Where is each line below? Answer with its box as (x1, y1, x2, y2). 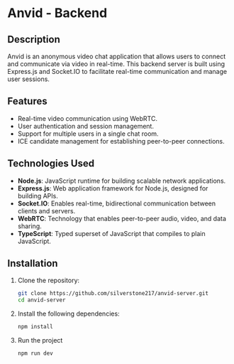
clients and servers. (17, 206, 76, 215)
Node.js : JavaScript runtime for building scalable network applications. (17, 176, 226, 185)
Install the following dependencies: (17, 309, 120, 318)
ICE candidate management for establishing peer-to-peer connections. (17, 136, 225, 145)
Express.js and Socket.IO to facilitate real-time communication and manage (7, 68, 228, 75)
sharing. (17, 222, 43, 230)
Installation (7, 257, 58, 269)
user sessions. (7, 75, 50, 83)
